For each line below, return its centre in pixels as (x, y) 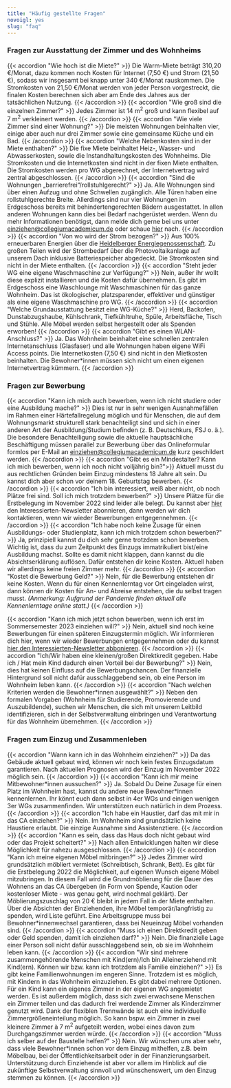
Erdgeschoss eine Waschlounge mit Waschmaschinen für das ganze (104, 287)
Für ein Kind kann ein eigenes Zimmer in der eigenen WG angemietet (105, 989)
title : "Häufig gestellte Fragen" (57, 13)
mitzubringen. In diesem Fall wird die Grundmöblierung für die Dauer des (110, 879)
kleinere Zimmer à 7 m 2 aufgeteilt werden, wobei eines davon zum (101, 1026)
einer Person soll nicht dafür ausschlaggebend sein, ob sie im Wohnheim (110, 945)
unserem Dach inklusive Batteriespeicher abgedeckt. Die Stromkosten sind (113, 258)
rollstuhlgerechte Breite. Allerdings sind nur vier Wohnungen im (97, 199)
